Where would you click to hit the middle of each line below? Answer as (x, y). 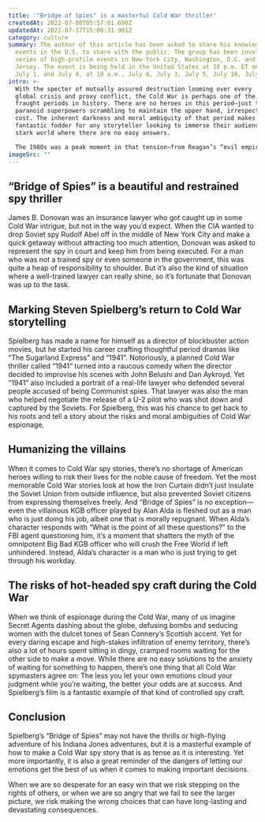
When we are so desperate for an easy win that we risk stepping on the (124, 785)
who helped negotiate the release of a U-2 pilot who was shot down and (125, 400)
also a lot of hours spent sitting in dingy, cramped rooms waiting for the (124, 650)
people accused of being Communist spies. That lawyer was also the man (128, 391)
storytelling (37, 321)
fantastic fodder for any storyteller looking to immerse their (123, 125)
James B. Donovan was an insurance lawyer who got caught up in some (125, 218)
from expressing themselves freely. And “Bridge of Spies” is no (110, 502)
